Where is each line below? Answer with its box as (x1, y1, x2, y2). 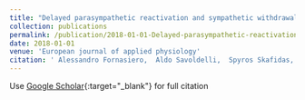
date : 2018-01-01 (9, 38, 75, 48)
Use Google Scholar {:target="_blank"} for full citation (9, 81, 209, 91)
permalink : (9, 30, 51, 39)
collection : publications (9, 22, 107, 31)
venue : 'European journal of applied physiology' (9, 47, 202, 56)
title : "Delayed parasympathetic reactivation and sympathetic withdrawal (9, 13, 299, 23)
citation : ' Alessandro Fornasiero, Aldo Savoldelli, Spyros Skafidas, (9, 55, 295, 65)
